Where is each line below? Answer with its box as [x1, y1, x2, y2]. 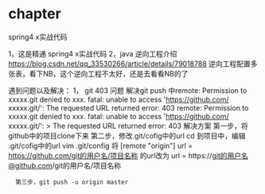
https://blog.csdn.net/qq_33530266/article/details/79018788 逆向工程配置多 [8, 59, 258, 68]
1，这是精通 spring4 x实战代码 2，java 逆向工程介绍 [8, 48, 177, 58]
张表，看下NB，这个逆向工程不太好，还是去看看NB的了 [8, 68, 189, 78]
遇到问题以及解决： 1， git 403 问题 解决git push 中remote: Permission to [8, 85, 247, 95]
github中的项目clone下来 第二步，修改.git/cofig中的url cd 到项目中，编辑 [8, 130, 246, 140]
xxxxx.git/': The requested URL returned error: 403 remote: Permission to [8, 103, 249, 112]
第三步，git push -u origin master [15, 178, 129, 186]
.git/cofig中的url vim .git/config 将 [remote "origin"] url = [8, 141, 193, 150]
